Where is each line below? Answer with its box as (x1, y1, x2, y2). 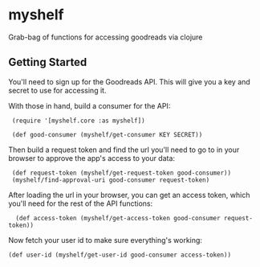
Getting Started (8, 55, 87, 69)
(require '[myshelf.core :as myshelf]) (11, 117, 146, 125)
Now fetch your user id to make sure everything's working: (8, 235, 203, 244)
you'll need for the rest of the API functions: (8, 199, 153, 208)
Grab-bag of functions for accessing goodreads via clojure (8, 32, 203, 42)
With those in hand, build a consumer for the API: (8, 101, 171, 110)
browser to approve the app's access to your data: (8, 153, 175, 162)
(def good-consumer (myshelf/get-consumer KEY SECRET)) (11, 130, 203, 138)
